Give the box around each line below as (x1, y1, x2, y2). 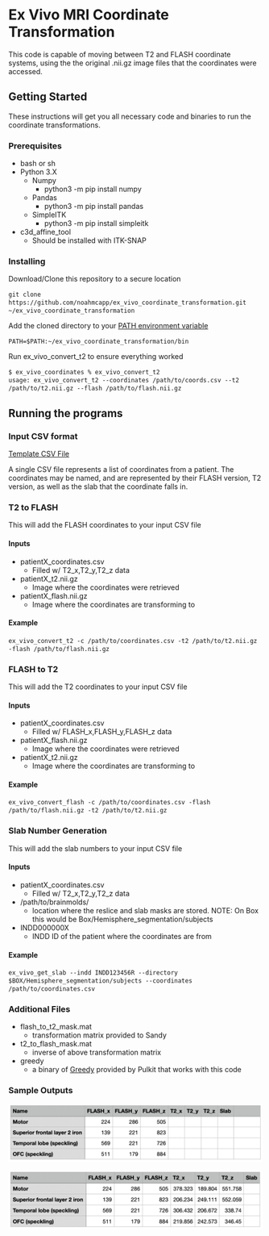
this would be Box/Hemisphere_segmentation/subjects (31, 914, 213, 924)
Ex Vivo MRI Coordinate (8, 6, 169, 24)
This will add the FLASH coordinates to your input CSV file (8, 520, 201, 530)
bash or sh (19, 159, 56, 169)
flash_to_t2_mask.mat (19, 1022, 93, 1032)
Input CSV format (8, 430, 78, 441)
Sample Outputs (8, 1085, 73, 1096)
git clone (8, 290, 42, 299)
